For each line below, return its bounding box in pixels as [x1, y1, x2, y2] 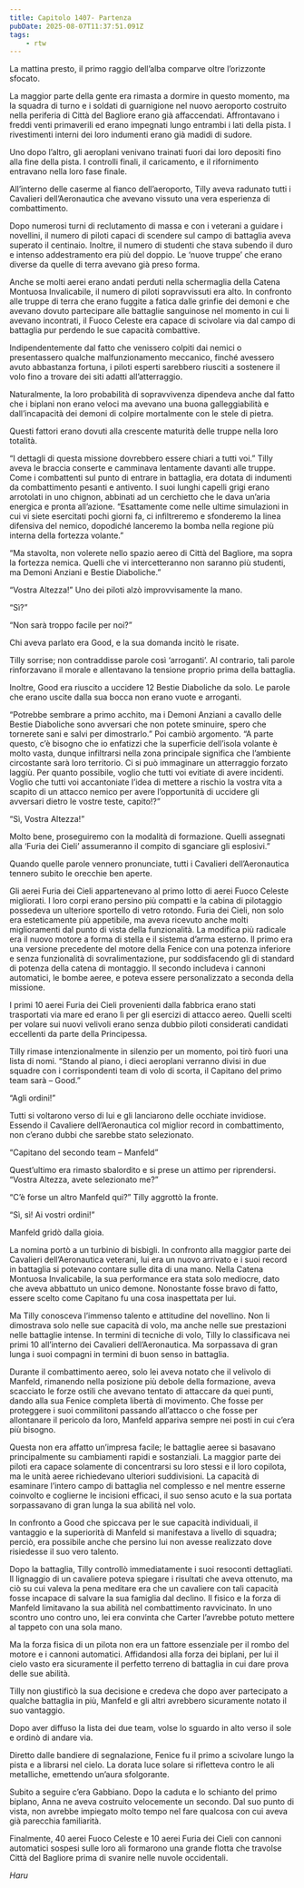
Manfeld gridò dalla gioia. [9, 1227, 104, 1238]
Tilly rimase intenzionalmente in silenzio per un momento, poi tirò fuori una [9, 1046, 289, 1057]
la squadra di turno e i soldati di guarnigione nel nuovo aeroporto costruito [9, 101, 288, 112]
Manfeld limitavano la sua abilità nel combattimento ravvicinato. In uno [9, 1602, 272, 1613]
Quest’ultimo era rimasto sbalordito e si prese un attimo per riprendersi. [9, 1165, 277, 1176]
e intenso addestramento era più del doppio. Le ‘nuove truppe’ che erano [9, 249, 283, 260]
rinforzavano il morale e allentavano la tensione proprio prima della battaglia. [9, 664, 296, 676]
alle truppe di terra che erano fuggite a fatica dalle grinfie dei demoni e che [9, 296, 290, 307]
